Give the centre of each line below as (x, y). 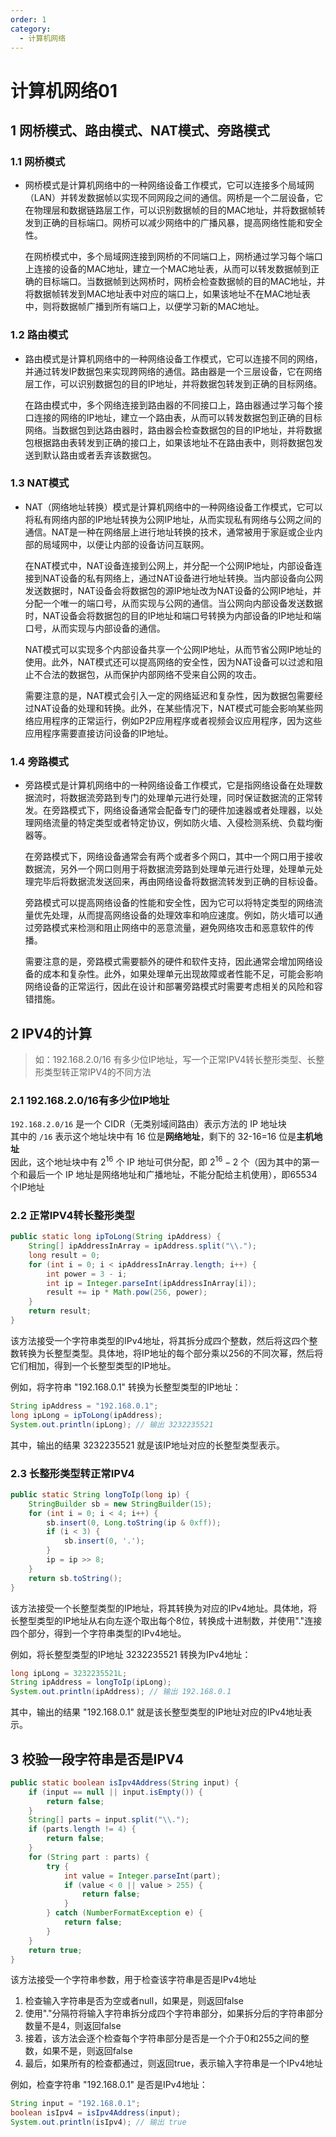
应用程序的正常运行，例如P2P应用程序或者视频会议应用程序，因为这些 (178, 720)
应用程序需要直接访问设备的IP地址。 (99, 733)
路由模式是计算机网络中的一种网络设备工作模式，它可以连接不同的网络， (173, 358)
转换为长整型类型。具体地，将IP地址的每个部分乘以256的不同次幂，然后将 (171, 1353)
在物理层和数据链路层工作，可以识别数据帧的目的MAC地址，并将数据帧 (170, 210)
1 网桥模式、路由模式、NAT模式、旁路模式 (140, 130)
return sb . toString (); (75, 1578)
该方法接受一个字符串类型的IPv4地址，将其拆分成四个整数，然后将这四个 (160, 1340)
